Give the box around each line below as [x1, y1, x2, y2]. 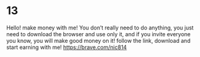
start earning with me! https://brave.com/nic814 [6, 44, 127, 51]
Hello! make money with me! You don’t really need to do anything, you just [6, 24, 194, 31]
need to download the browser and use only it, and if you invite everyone [6, 30, 191, 37]
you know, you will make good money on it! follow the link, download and [6, 37, 191, 44]
